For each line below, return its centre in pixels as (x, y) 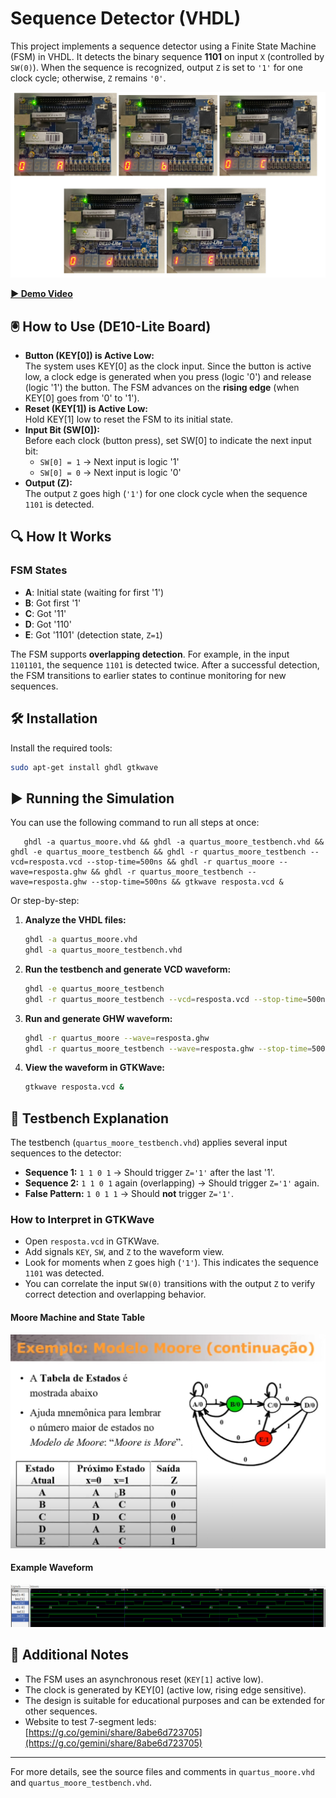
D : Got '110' (48, 624)
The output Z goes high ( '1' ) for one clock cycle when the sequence (166, 494)
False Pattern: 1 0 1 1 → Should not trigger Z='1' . (129, 1194)
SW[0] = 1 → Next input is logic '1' (109, 462)
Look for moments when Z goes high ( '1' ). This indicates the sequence (171, 1263)
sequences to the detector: (66, 1153)
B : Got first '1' (53, 603)
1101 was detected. (64, 1273)
